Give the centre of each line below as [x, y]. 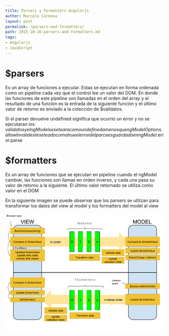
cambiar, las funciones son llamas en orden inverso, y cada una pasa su [80, 180]
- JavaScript [19, 48]
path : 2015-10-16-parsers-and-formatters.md [53, 32]
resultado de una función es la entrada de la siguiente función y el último [81, 103]
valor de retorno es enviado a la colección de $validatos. [64, 109]
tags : [11, 37]
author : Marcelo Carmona [31, 16]
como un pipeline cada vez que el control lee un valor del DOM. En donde [82, 93]
